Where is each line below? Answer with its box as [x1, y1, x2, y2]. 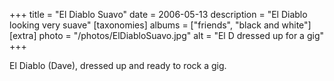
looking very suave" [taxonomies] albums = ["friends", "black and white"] [9, 19, 312, 31]
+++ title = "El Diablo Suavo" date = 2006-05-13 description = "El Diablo [9, 9, 308, 20]
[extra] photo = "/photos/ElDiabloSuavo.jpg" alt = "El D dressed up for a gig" [9, 30, 324, 41]
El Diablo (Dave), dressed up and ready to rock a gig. [9, 60, 227, 71]
